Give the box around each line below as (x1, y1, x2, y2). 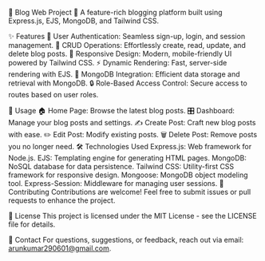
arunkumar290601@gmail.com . (8, 243, 112, 253)
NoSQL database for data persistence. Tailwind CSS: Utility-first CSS (8, 162, 235, 171)
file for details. (8, 219, 56, 229)
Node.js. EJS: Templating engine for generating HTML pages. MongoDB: (8, 153, 247, 163)
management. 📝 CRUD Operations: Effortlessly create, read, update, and (8, 41, 246, 49)
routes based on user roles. (8, 90, 99, 99)
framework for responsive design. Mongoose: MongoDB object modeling (8, 170, 248, 180)
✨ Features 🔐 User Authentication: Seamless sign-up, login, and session (8, 32, 246, 41)
